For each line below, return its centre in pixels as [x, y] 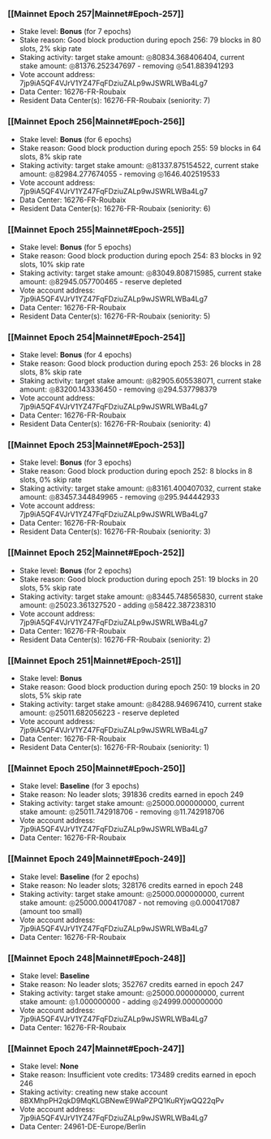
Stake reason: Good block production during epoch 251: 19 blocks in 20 [139, 579]
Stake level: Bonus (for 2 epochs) [75, 570]
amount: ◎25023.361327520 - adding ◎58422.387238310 [118, 604]
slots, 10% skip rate [52, 264]
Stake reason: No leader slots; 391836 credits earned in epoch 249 [131, 795]
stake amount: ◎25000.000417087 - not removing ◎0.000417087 [129, 903]
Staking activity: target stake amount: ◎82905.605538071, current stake [140, 381]
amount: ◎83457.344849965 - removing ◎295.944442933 [119, 497]
